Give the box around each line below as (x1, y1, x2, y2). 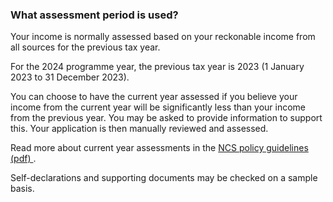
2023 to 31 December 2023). (10, 71, 130, 83)
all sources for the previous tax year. (10, 41, 161, 53)
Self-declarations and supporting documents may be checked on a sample (10, 172, 318, 184)
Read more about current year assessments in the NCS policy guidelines (10, 142, 309, 154)
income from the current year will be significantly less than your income (10, 101, 307, 113)
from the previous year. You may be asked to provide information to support (10, 112, 323, 124)
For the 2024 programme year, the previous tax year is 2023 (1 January (10, 61, 305, 73)
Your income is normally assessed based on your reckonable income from (10, 31, 316, 43)
